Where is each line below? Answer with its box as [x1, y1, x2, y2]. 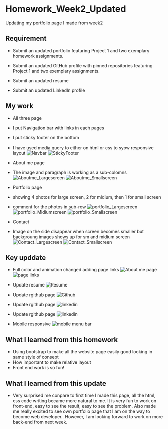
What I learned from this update [5, 379, 107, 388]
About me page [12, 159, 45, 166]
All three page [12, 115, 42, 121]
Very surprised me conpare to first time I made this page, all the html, [12, 392, 156, 398]
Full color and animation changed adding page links [12, 267, 119, 273]
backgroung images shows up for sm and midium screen [12, 234, 130, 240]
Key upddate [5, 253, 46, 262]
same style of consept [12, 354, 59, 360]
